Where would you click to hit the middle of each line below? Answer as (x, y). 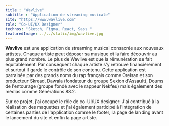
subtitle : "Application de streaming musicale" (58, 15)
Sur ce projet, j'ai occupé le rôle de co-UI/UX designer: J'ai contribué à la (82, 102)
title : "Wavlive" (25, 10)
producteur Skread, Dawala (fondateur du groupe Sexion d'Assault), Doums (84, 81)
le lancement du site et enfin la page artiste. (51, 118)
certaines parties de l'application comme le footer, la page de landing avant (84, 112)
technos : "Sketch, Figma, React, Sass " (49, 29)
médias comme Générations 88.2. (41, 92)
